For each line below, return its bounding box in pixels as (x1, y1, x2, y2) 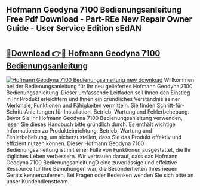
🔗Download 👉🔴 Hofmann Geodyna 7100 (6, 48, 161, 59)
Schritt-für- (156, 102, 185, 109)
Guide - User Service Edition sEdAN (6, 23, 141, 33)
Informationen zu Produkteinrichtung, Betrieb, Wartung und (6, 127, 152, 134)
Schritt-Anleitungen (6, 108, 54, 115)
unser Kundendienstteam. (6, 178, 70, 185)
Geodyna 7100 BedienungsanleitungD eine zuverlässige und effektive (6, 159, 177, 166)
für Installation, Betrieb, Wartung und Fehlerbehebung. (55, 108, 190, 115)
